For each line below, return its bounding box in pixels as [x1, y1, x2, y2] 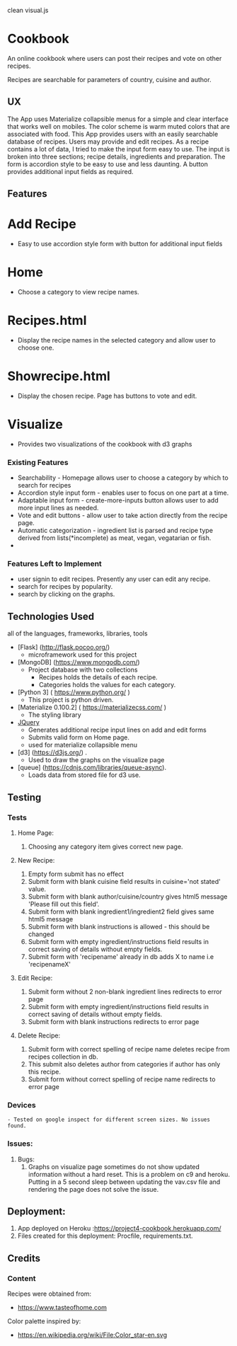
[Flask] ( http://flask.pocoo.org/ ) [17, 643, 110, 652]
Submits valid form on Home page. [28, 733, 129, 742]
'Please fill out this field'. [28, 899, 100, 908]
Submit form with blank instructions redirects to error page [28, 1017, 200, 1025]
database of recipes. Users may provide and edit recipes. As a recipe [7, 137, 209, 146]
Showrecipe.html [7, 368, 111, 384]
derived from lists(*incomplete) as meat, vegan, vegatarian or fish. [17, 534, 212, 542]
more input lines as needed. [17, 504, 99, 512]
